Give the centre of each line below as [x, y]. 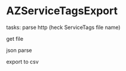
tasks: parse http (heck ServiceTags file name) [63, 27]
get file [15, 38]
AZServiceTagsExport [62, 11]
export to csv [22, 62]
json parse [19, 50]
